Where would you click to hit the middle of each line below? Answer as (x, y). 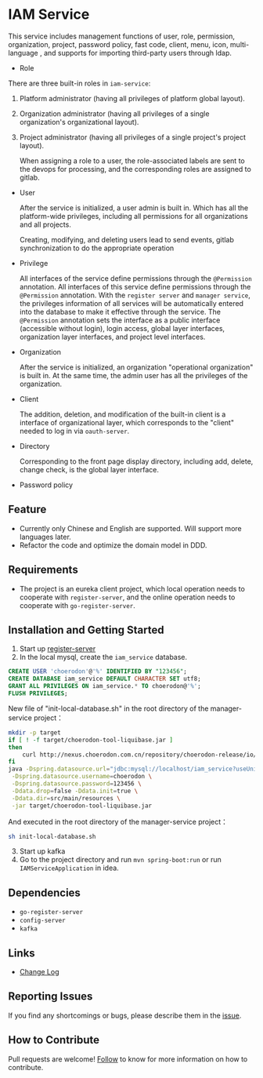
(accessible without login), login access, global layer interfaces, (122, 328)
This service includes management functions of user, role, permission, (122, 36)
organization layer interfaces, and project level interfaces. (112, 337)
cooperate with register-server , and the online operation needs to (127, 597)
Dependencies (44, 892)
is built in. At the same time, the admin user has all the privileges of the (133, 375)
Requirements (43, 570)
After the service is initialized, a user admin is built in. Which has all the (134, 208)
